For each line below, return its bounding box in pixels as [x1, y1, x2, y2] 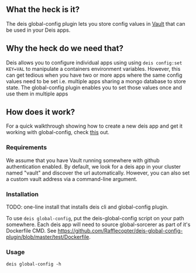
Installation [6, 190, 39, 198]
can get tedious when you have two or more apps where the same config [6, 71, 183, 79]
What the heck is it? [6, 5, 80, 15]
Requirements [6, 144, 47, 152]
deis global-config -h [6, 261, 61, 267]
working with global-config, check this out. [6, 129, 110, 136]
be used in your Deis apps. [6, 26, 71, 33]
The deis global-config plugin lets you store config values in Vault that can [6, 20, 185, 27]
